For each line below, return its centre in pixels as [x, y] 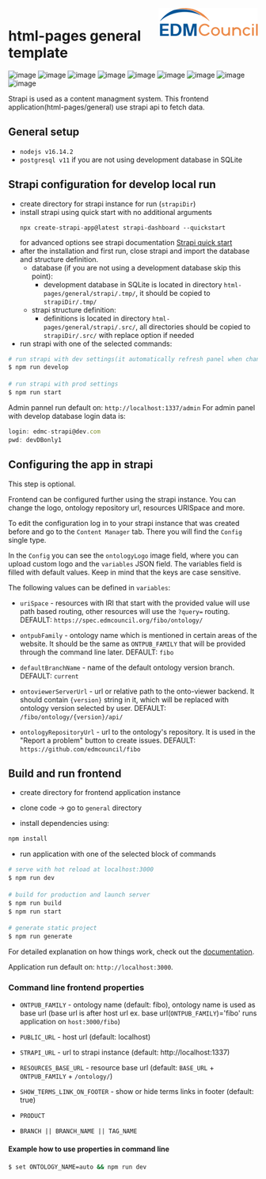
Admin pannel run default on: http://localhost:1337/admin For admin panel [132, 407]
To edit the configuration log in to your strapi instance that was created [124, 523]
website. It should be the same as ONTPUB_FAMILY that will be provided [133, 643]
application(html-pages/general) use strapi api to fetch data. [106, 107]
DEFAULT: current [49, 676]
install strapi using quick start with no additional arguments [116, 212]
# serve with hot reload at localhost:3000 [81, 870]
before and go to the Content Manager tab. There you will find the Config [125, 532]
